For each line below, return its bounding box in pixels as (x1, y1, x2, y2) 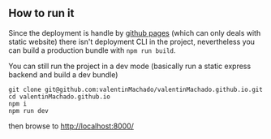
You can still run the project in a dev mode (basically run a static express (8, 61, 252, 71)
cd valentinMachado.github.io (8, 93, 111, 101)
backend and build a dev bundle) (8, 69, 118, 80)
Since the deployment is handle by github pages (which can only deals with (8, 28, 261, 37)
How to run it (8, 7, 75, 20)
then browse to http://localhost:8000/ (8, 121, 134, 131)
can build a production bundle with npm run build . (8, 45, 176, 55)
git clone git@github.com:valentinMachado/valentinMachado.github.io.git (8, 85, 264, 93)
